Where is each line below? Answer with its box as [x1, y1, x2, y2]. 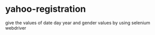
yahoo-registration [5, 3, 87, 15]
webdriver [5, 25, 27, 31]
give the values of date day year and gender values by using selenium [5, 20, 150, 26]
